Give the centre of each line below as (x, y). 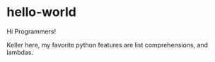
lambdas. (20, 52)
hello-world (42, 12)
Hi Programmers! (31, 31)
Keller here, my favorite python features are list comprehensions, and (107, 45)
